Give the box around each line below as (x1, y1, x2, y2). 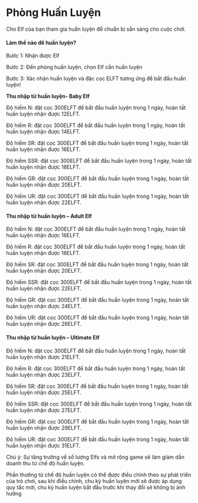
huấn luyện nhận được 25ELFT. (6, 388, 81, 396)
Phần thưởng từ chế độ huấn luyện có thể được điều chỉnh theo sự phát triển (6, 471, 192, 478)
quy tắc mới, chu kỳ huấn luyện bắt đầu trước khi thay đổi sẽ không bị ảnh (6, 484, 186, 491)
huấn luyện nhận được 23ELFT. (6, 371, 82, 378)
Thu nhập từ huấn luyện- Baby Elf (6, 93, 90, 100)
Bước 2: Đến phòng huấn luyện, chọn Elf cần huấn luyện (6, 64, 143, 71)
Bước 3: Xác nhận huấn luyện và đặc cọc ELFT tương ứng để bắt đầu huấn (6, 75, 187, 82)
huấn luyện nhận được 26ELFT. (6, 321, 82, 328)
